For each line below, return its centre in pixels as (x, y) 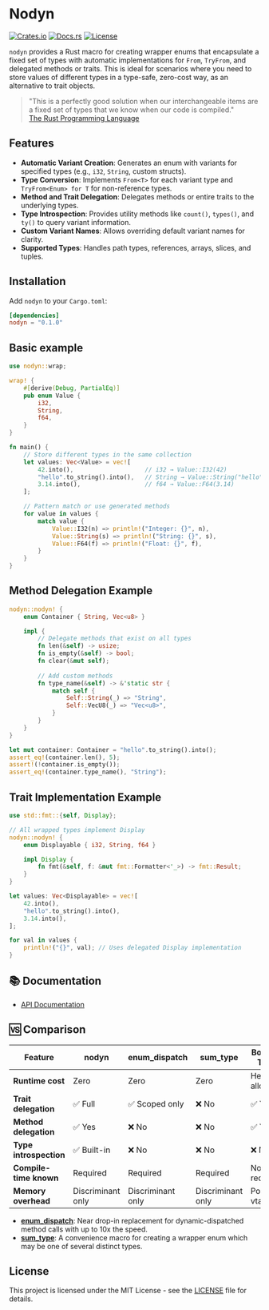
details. (21, 1299)
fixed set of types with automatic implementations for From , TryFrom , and (128, 60)
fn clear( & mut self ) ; (74, 661)
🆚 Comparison (47, 1030)
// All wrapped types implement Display (77, 830)
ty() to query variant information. (75, 222)
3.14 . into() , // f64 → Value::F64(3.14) (136, 484)
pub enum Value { (52, 396)
